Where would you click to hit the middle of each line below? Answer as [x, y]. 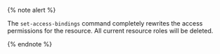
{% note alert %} [32, 10]
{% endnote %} [30, 44]
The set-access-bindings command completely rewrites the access [105, 23]
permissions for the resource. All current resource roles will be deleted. [110, 31]
